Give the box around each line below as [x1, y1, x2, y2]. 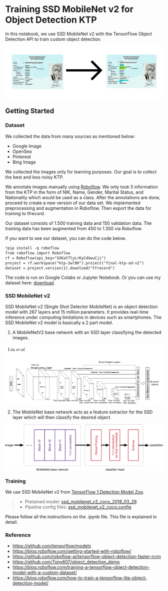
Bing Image [12, 159, 36, 165]
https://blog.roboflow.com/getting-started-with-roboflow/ [12, 548, 131, 554]
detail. [5, 519, 18, 525]
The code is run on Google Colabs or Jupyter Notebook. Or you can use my [5, 274, 161, 280]
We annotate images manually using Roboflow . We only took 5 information [5, 184, 158, 190]
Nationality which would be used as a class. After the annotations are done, [5, 194, 161, 200]
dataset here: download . [5, 279, 55, 285]
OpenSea [12, 148, 32, 154]
